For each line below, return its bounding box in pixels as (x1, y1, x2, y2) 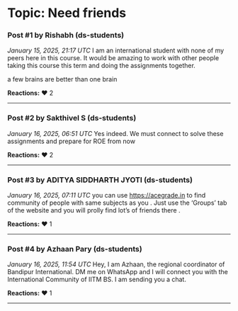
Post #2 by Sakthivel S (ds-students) (7, 113, 137, 123)
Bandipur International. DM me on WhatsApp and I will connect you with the (7, 268, 228, 276)
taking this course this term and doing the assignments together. (7, 62, 196, 70)
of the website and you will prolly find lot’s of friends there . (7, 206, 181, 215)
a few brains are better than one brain (7, 75, 118, 84)
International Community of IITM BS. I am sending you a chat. (7, 275, 186, 284)
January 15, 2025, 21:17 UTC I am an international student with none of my (7, 46, 225, 55)
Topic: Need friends (7, 5, 127, 21)
